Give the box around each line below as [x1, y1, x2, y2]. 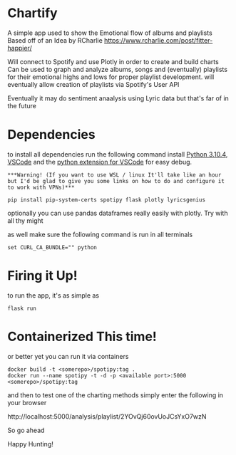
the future [7, 101, 37, 110]
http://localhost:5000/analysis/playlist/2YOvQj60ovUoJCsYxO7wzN [7, 412, 207, 421]
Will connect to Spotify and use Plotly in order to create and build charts [7, 57, 219, 66]
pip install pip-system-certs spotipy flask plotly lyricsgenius [7, 196, 205, 204]
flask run [7, 305, 37, 312]
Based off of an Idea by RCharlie [7, 36, 103, 44]
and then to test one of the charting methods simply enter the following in [7, 390, 223, 399]
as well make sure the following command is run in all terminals [7, 230, 193, 239]
